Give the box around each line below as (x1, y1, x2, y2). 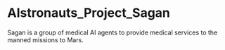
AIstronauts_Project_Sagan (7, 5, 171, 21)
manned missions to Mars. (7, 35, 84, 44)
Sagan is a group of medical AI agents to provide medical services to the (7, 28, 218, 37)
